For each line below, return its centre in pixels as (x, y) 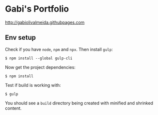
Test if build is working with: (33, 85)
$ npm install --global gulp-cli (39, 58)
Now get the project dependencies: (40, 67)
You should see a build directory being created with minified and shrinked (79, 103)
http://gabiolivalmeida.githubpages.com (45, 22)
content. (13, 108)
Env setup (21, 38)
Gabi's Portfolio (37, 9)
